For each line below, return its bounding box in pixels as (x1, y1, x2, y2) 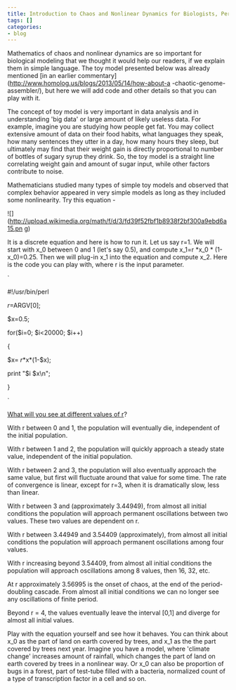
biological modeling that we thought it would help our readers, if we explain (7, 57, 225, 65)
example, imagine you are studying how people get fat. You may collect (7, 122, 214, 131)
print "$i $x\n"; (7, 370, 51, 378)
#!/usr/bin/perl (7, 287, 49, 296)
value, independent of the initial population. (7, 453, 133, 461)
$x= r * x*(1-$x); (7, 356, 51, 364)
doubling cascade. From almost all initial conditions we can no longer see (7, 587, 220, 596)
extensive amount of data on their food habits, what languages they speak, (7, 130, 224, 138)
